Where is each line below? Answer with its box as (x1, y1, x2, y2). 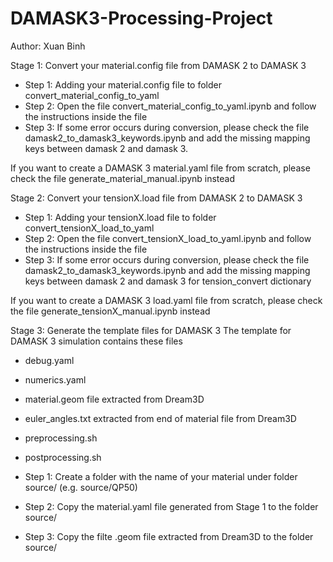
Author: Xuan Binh (10, 40, 86, 52)
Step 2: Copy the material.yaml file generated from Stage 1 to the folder (24, 500, 319, 512)
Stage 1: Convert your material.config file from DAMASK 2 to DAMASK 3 (10, 59, 307, 71)
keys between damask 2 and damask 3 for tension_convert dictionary (24, 275, 312, 287)
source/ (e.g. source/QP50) (24, 481, 138, 493)
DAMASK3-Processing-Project (10, 7, 273, 30)
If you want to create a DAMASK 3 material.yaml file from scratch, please (10, 162, 311, 174)
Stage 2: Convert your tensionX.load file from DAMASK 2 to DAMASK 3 (10, 192, 303, 204)
